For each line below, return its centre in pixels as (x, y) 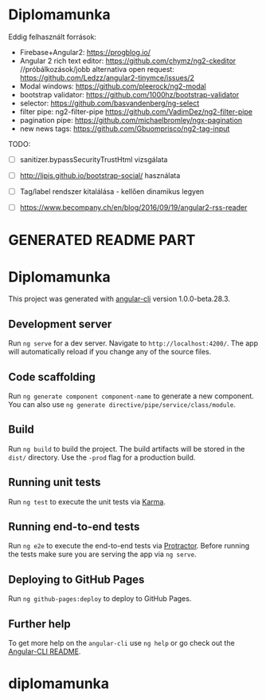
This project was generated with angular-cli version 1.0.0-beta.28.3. (119, 299)
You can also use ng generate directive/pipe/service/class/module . (122, 404)
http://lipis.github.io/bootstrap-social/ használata (100, 176)
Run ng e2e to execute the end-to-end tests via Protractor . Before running (129, 546)
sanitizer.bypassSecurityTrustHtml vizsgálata (94, 159)
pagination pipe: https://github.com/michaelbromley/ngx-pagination (131, 120)
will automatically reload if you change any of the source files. (110, 352)
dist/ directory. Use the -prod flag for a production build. (102, 457)
